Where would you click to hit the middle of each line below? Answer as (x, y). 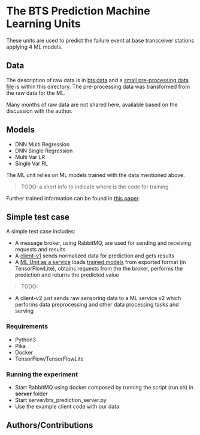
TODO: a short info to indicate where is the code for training (95, 187)
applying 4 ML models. (34, 47)
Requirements (27, 326)
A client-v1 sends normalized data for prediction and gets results (95, 256)
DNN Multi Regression (42, 144)
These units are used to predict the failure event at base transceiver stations (100, 40)
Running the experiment (42, 374)
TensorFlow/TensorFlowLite (49, 359)
